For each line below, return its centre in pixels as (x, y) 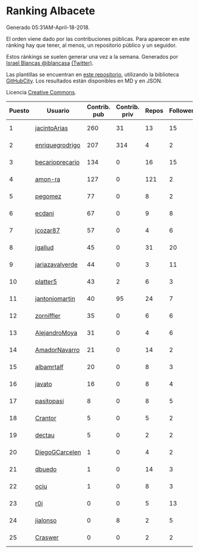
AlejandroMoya (56, 332)
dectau (45, 435)
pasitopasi (49, 401)
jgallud (45, 247)
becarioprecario (57, 162)
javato (44, 384)
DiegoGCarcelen (58, 452)
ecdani (45, 213)
